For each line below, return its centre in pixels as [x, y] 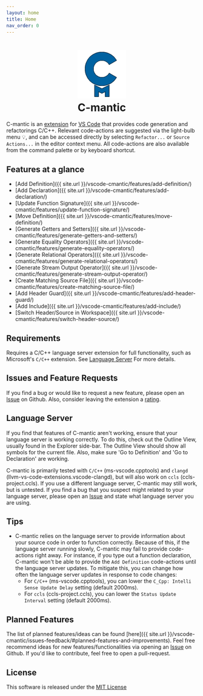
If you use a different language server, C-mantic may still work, [119, 483]
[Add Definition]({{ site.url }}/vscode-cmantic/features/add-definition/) [103, 184]
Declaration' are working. [38, 459]
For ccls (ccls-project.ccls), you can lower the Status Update [100, 594]
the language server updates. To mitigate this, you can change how [99, 568]
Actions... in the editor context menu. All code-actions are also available [98, 144]
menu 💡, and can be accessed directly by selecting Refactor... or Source [98, 137]
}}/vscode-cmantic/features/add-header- [144, 293]
